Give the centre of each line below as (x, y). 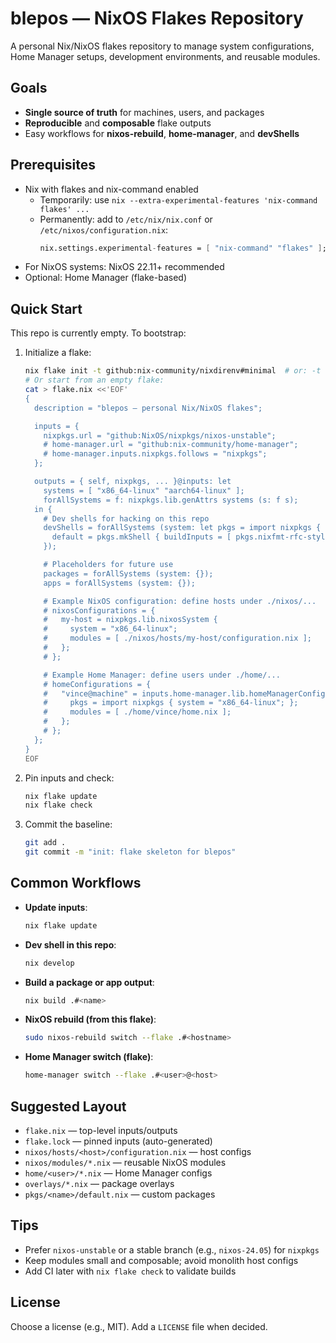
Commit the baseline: (68, 824)
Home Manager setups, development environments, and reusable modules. (165, 56)
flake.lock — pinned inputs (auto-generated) (118, 1141)
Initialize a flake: (58, 353)
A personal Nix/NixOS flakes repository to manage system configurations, (162, 46)
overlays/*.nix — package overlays (99, 1183)
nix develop (49, 963)
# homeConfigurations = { (97, 684)
